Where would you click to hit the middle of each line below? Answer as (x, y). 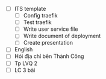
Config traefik (40, 16)
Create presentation (48, 43)
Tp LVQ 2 (26, 63)
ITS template (30, 9)
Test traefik (37, 22)
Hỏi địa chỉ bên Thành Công (49, 56)
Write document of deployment (62, 36)
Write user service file (51, 29)
